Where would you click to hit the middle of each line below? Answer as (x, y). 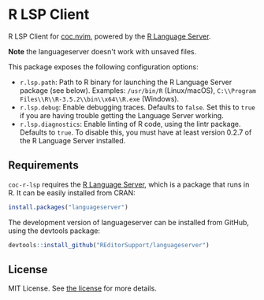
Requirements (43, 166)
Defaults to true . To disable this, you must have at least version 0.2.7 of (136, 132)
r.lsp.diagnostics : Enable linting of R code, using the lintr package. (130, 124)
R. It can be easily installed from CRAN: (72, 193)
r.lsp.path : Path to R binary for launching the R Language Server (126, 82)
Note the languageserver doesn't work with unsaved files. (102, 51)
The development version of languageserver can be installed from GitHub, (129, 222)
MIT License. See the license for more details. (83, 288)
